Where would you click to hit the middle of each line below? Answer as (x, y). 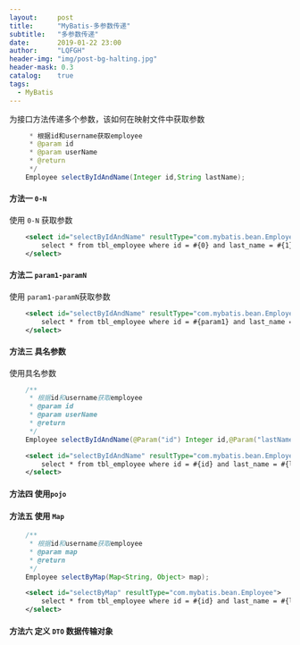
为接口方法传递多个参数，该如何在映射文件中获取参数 (107, 119)
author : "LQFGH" (48, 51)
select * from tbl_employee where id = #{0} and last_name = (158, 245)
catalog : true (42, 76)
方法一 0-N (28, 198)
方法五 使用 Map (37, 515)
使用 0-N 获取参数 (41, 220)
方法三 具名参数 (38, 351)
